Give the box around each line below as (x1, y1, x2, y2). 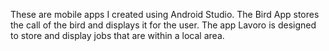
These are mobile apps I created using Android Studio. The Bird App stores (10, 9, 320, 20)
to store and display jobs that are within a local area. (10, 30, 225, 41)
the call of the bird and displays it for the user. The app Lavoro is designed (10, 19, 317, 31)
